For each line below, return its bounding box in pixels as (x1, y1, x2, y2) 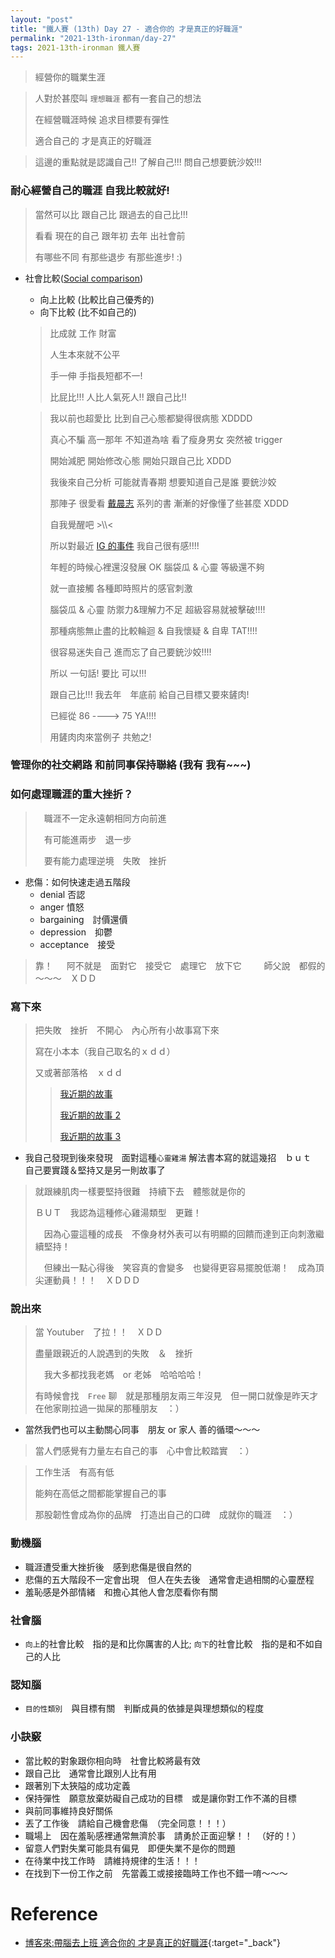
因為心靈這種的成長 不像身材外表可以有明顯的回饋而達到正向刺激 (43, 1228, 316, 1240)
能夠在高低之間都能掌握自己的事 (34, 1487, 167, 1500)
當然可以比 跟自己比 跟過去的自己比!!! (34, 208, 188, 220)
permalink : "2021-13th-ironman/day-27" (10, 33, 177, 43)
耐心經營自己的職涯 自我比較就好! (10, 184, 170, 198)
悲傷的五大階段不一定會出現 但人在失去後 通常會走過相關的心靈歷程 (24, 1573, 315, 1585)
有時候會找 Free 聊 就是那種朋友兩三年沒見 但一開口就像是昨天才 (34, 1390, 319, 1402)
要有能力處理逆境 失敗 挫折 (43, 854, 167, 866)
